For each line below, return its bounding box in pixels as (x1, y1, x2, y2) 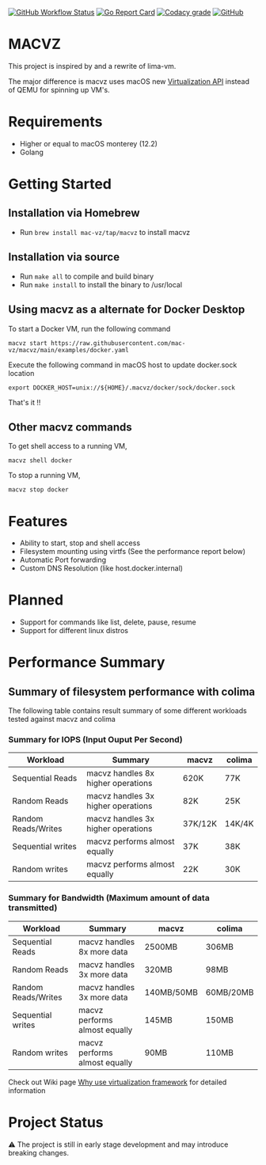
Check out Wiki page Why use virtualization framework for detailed (8, 1077, 227, 1087)
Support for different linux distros (19, 626, 129, 636)
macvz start (8, 339, 47, 347)
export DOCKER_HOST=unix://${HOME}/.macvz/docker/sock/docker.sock (8, 384, 236, 392)
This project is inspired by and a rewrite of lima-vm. (8, 61, 177, 70)
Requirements (8, 113, 103, 131)
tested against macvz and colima (8, 715, 116, 724)
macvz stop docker (8, 486, 69, 494)
